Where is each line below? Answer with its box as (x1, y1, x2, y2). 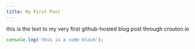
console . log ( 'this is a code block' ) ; (6, 36, 104, 42)
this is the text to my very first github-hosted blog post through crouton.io (6, 25, 190, 32)
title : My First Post (6, 8, 61, 15)
